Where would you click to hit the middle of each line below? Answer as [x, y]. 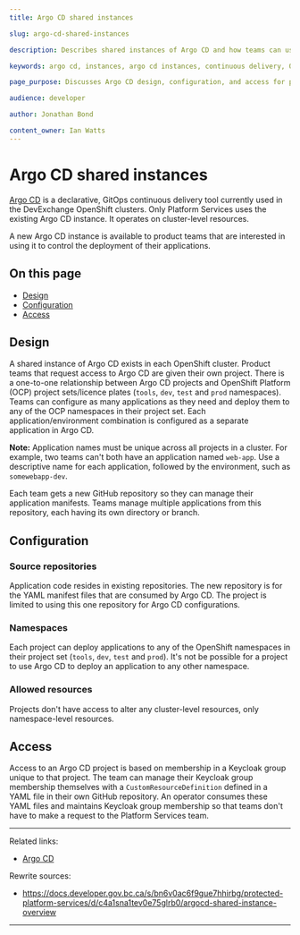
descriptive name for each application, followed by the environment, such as [150, 467]
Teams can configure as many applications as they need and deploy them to [150, 402]
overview [39, 913]
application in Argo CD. [52, 430]
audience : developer [48, 98]
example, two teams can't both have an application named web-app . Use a [144, 457]
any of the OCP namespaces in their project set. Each [108, 412]
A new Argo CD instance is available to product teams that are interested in [147, 236]
